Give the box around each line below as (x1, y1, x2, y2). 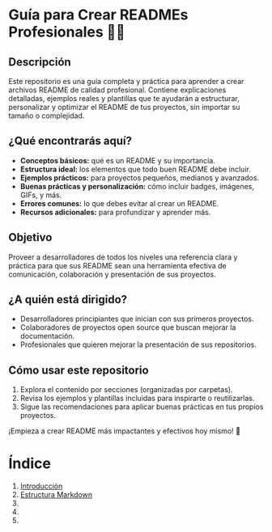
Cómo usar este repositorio (8, 363, 149, 377)
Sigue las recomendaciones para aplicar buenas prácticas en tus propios (19, 402, 264, 412)
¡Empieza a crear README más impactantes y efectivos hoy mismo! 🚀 (8, 426, 241, 436)
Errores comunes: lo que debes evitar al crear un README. (19, 198, 219, 208)
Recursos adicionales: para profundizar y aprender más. (19, 207, 211, 217)
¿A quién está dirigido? (8, 293, 128, 306)
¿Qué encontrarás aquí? (8, 134, 132, 148)
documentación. (19, 331, 75, 341)
